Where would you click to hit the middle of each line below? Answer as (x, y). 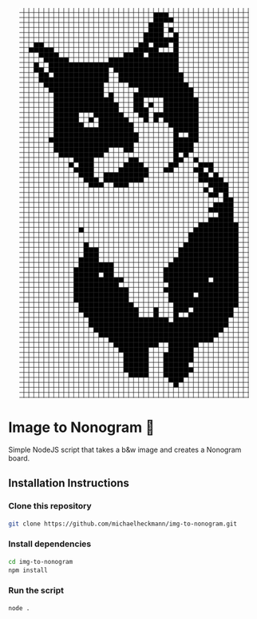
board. (19, 458)
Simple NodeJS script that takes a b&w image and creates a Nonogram (125, 449)
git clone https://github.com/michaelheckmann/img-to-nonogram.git (123, 524)
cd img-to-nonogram (41, 561)
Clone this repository (50, 506)
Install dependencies (50, 544)
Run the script (36, 590)
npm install (28, 570)
